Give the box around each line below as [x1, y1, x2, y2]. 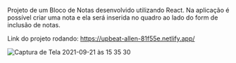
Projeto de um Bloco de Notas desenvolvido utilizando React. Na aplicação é [7, 6, 230, 14]
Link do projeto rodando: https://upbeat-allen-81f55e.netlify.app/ [7, 34, 195, 43]
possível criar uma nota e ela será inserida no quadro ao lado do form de [7, 13, 218, 22]
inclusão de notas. [7, 21, 61, 29]
